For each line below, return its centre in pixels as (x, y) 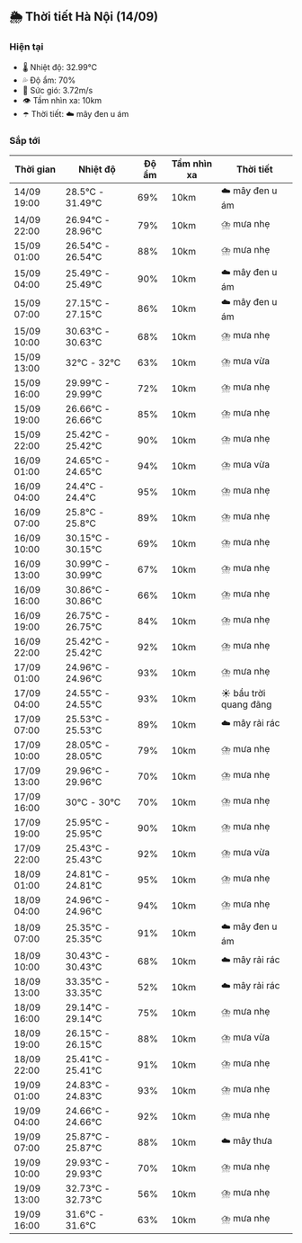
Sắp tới (25, 140)
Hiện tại (27, 47)
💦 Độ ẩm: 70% (49, 80)
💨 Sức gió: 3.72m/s (58, 90)
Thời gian (36, 169)
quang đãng (247, 704)
